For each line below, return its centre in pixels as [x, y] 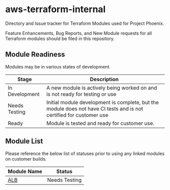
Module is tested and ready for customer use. [100, 123]
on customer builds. [26, 159]
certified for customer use [77, 115]
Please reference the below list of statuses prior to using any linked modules [85, 154]
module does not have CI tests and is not [95, 108]
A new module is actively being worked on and [102, 88]
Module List [24, 141]
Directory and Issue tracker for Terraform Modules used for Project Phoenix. [85, 23]
